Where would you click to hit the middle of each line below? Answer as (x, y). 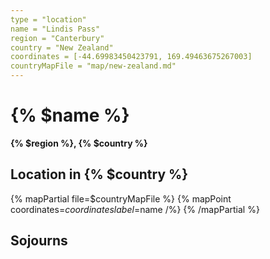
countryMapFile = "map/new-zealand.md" (93, 66)
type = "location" (48, 19)
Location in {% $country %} (99, 174)
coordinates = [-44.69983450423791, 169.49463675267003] (131, 57)
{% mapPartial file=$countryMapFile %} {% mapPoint (121, 198)
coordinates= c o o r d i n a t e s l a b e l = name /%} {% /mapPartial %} (135, 209)
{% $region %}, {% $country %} (79, 143)
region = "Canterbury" (57, 38)
